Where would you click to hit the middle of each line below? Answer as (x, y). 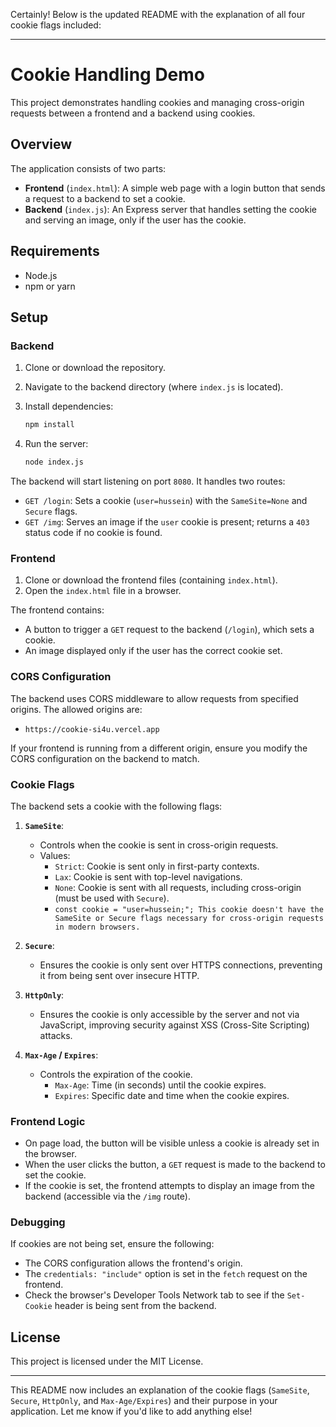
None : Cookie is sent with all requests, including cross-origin (178, 887)
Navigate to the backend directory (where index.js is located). (154, 387)
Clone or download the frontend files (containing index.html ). (151, 580)
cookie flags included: (56, 25)
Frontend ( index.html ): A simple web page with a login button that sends (175, 188)
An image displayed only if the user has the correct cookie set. (153, 651)
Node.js (41, 275)
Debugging (38, 1222)
